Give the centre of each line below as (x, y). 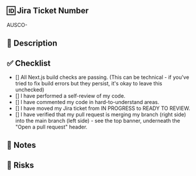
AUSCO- (17, 25)
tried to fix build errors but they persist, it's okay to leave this (89, 84)
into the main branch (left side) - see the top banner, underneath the (98, 121)
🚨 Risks (20, 165)
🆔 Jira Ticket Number (48, 11)
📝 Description (32, 44)
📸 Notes (21, 145)
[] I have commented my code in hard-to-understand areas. (87, 102)
